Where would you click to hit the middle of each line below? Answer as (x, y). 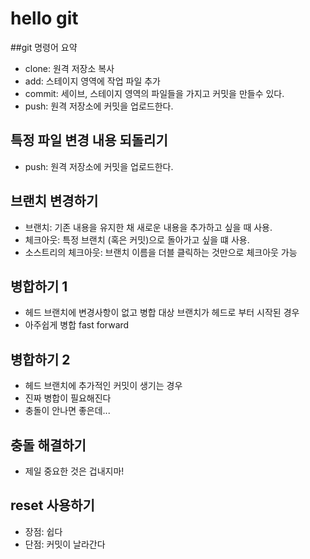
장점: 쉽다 (43, 531)
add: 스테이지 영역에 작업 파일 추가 (92, 81)
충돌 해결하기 (48, 445)
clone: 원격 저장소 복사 (69, 68)
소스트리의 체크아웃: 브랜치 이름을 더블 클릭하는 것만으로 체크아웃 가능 (161, 252)
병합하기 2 (40, 359)
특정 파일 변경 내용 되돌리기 (89, 140)
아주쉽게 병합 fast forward (77, 325)
